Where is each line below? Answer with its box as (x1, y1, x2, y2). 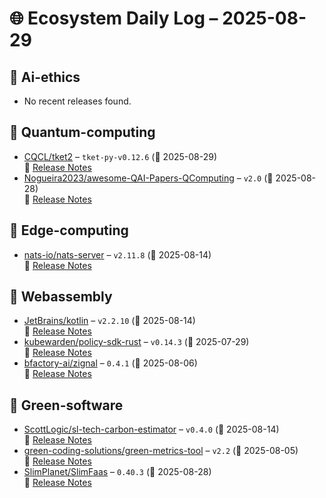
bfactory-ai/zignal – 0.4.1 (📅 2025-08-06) (23, 357, 198, 369)
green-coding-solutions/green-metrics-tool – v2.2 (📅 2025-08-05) (23, 445, 299, 457)
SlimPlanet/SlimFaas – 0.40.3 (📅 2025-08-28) (23, 466, 212, 478)
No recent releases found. (23, 95, 132, 107)
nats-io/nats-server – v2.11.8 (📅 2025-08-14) (23, 248, 212, 261)
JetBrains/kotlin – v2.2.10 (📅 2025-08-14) (23, 315, 196, 327)
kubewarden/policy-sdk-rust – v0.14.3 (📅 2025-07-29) (23, 336, 250, 348)
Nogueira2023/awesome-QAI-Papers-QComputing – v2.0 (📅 (23, 172, 274, 184)
